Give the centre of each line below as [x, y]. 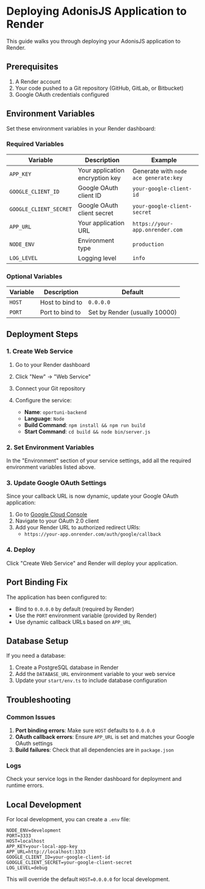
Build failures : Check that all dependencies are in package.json [94, 750]
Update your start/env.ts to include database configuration [91, 680]
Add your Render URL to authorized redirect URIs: [78, 528]
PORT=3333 [19, 836]
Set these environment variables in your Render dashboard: [81, 128]
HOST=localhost [26, 841]
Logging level [97, 258]
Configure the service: [43, 400]
